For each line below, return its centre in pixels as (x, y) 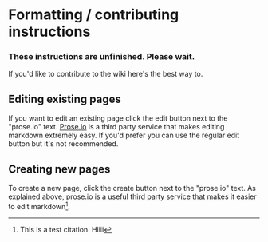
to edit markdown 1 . (39, 206)
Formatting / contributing (94, 15)
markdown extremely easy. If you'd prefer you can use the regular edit (124, 135)
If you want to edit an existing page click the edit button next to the (118, 118)
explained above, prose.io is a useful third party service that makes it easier (132, 196)
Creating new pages (59, 169)
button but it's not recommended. (63, 144)
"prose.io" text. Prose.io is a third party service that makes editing (116, 127)
